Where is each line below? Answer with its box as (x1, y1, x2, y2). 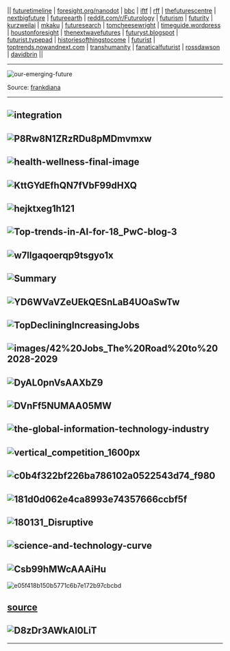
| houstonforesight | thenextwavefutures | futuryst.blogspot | (7, 28, 179, 36)
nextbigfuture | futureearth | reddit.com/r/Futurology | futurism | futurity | (7, 14, 214, 22)
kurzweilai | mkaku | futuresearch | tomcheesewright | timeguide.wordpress (7, 21, 221, 29)
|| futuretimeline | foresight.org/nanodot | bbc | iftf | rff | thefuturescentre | (7, 7, 216, 14)
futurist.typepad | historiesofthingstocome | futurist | (7, 36, 155, 44)
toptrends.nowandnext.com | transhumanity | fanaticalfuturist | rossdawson (7, 43, 220, 51)
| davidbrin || (7, 50, 43, 58)
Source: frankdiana (7, 83, 61, 91)
